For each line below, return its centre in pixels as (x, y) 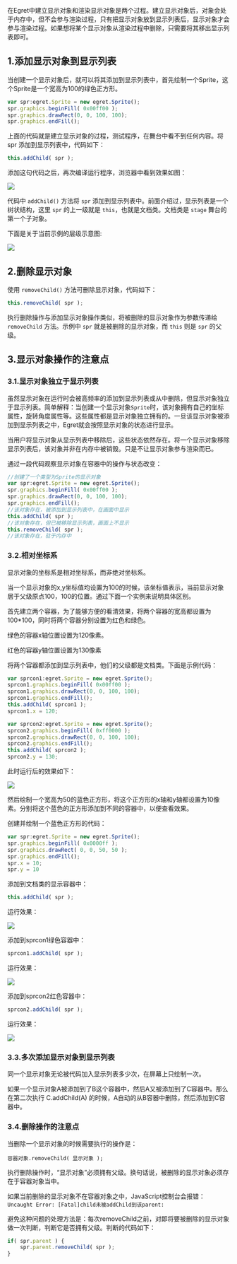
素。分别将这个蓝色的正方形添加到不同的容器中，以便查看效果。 (100, 809)
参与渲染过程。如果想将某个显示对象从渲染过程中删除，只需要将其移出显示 (115, 28)
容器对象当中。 (41, 1181)
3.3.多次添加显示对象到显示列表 (61, 1057)
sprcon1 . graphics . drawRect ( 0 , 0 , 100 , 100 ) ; (74, 691)
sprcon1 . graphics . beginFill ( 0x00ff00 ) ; (69, 685)
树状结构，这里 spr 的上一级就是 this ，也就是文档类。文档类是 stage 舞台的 (117, 210)
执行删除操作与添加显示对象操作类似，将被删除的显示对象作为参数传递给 (112, 317)
